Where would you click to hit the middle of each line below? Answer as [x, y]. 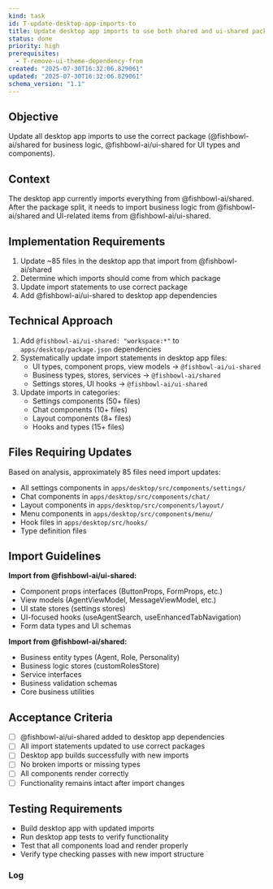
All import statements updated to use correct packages [113, 746]
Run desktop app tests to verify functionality [94, 837]
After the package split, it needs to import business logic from [112, 207]
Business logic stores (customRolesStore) [90, 666]
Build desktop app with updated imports [87, 828]
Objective [34, 117]
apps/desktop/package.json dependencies [91, 349]
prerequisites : [34, 54]
